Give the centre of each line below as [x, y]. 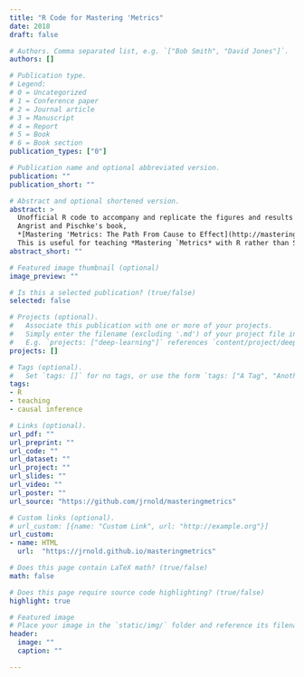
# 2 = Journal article [52, 110]
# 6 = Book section [46, 143]
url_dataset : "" [40, 459]
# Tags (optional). [46, 367]
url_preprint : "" [42, 443]
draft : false [34, 34]
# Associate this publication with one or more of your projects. [141, 326]
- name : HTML [34, 543]
